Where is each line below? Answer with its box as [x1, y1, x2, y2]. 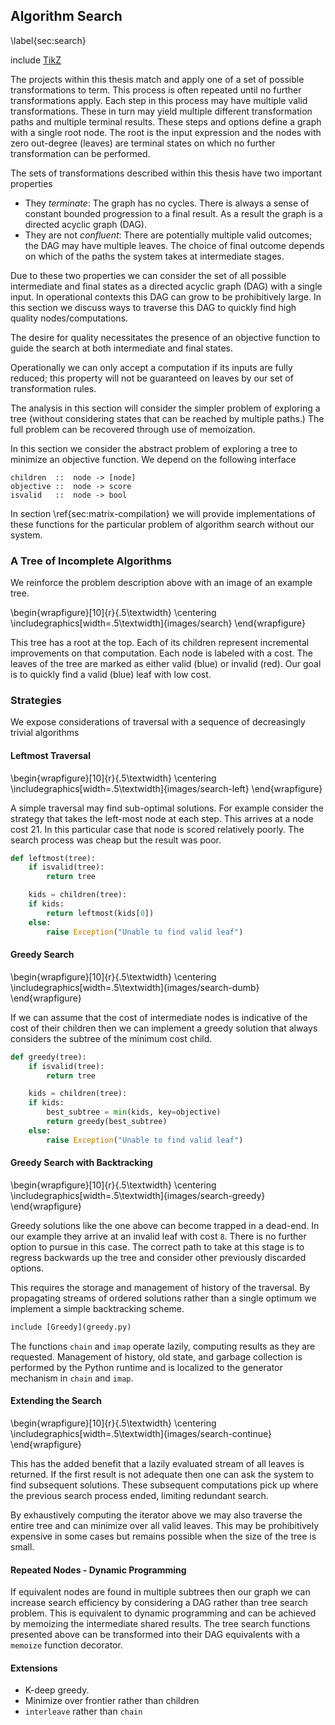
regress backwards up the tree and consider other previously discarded [10, 1251, 307, 1263]
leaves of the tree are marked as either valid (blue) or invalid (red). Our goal [10, 658, 322, 670]
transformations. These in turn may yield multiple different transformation [10, 105, 313, 117]
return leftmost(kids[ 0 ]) [46, 908, 155, 918]
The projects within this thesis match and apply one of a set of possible [10, 73, 305, 85]
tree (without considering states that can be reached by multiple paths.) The [10, 412, 325, 424]
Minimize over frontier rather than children [24, 1695, 200, 1707]
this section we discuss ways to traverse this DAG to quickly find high [10, 301, 297, 313]
